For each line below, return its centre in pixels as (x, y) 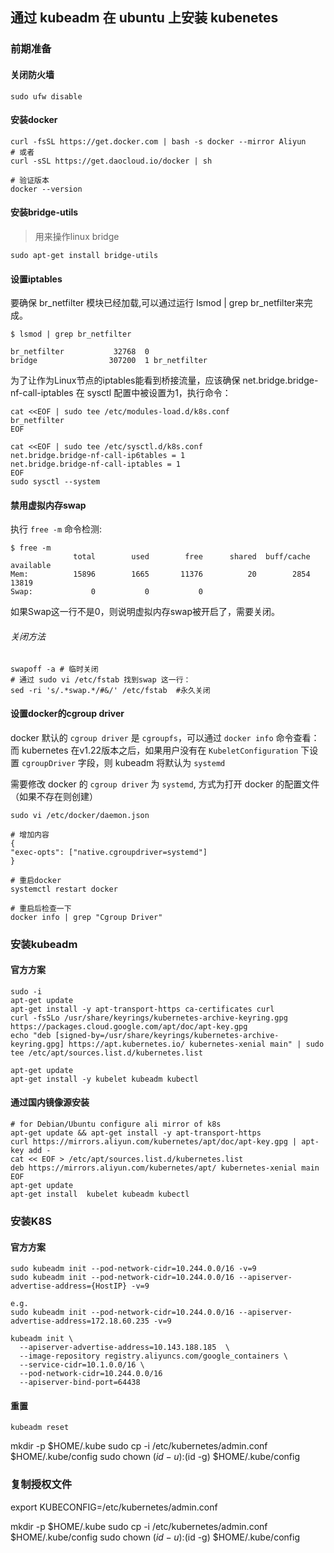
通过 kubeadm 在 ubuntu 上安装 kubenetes (144, 18)
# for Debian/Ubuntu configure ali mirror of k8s (116, 1124)
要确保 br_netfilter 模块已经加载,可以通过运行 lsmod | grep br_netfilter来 (157, 303)
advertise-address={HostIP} (69, 1286)
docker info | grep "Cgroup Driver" (86, 917)
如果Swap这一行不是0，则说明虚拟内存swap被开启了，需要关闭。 (145, 612)
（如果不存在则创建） (54, 796)
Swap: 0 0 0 (106, 592)
